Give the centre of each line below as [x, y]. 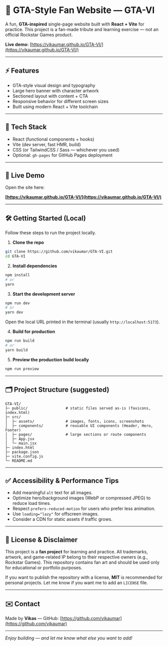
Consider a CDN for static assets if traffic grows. [62, 519]
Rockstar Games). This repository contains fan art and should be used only [82, 562]
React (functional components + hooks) [53, 139]
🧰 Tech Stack [26, 127]
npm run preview [22, 369]
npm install [17, 275]
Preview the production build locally [50, 359]
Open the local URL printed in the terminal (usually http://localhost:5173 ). [82, 322]
